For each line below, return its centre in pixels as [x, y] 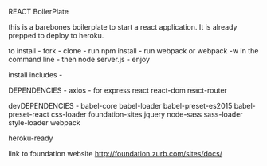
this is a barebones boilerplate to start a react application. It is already [123, 27]
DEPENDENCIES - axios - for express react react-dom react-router [118, 90]
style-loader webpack [45, 123]
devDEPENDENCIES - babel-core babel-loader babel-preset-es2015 [120, 106]
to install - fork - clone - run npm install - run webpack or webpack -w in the [133, 51]
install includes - [35, 75]
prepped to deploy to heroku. [56, 36]
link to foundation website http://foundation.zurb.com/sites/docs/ [116, 154]
